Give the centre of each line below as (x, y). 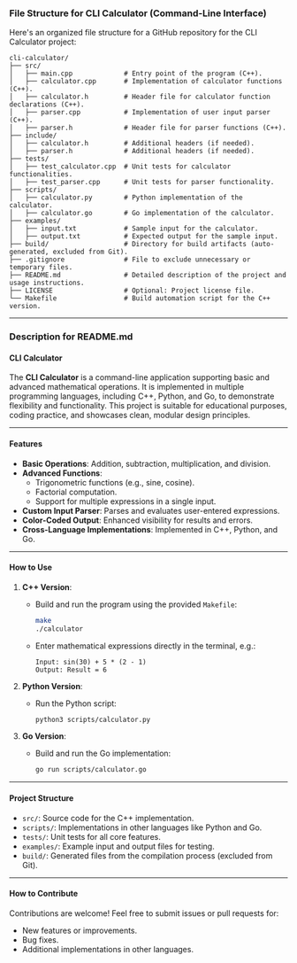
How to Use (31, 567)
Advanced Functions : (62, 473)
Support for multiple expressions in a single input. (126, 501)
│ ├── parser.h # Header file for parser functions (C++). (148, 128)
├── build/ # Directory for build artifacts (128, 245)
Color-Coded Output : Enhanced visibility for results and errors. (137, 520)
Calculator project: (43, 42)
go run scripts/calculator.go (91, 770)
